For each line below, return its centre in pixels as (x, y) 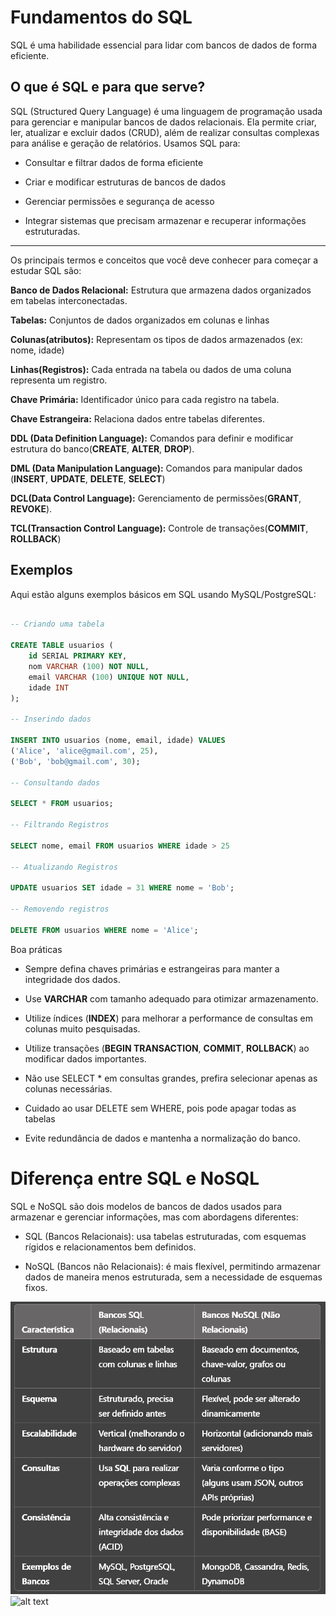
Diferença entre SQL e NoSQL (135, 1178)
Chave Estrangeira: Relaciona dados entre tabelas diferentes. (137, 418)
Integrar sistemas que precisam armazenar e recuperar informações (165, 220)
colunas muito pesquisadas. (82, 1028)
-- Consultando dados (55, 782)
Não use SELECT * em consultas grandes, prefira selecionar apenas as (171, 1078)
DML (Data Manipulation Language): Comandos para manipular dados (156, 468)
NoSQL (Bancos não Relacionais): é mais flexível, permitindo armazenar (172, 1266)
